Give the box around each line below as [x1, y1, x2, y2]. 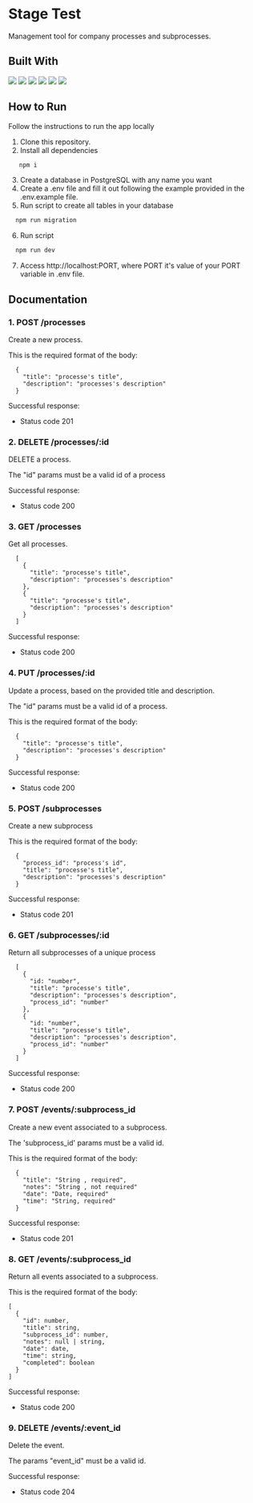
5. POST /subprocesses [8, 803, 102, 814]
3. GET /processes [8, 522, 82, 533]
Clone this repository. [19, 137, 91, 147]
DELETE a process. [8, 454, 72, 465]
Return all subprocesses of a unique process [8, 948, 156, 957]
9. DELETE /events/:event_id [8, 1422, 122, 1433]
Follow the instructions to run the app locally [8, 121, 155, 131]
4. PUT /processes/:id [8, 667, 95, 679]
